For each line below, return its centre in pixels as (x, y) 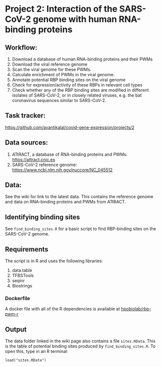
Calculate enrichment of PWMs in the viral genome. (63, 75)
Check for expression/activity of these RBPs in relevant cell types (77, 85)
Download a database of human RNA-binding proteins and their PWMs (82, 59)
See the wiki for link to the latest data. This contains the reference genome (79, 197)
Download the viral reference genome (50, 64)
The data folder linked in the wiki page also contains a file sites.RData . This (80, 341)
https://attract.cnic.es (34, 159)
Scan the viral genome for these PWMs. (52, 69)
